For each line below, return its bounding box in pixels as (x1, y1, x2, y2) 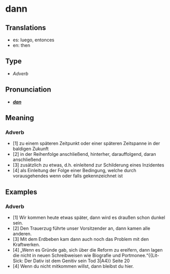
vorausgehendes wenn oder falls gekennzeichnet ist (12, 173, 123, 179)
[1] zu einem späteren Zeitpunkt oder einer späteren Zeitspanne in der (12, 141, 160, 147)
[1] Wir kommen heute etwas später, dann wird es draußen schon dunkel (12, 214, 165, 221)
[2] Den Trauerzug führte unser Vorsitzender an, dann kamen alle (12, 225, 151, 231)
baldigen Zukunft (12, 146, 49, 152)
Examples (5, 187, 37, 196)
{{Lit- (148, 253, 159, 258)
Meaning (5, 114, 34, 122)
